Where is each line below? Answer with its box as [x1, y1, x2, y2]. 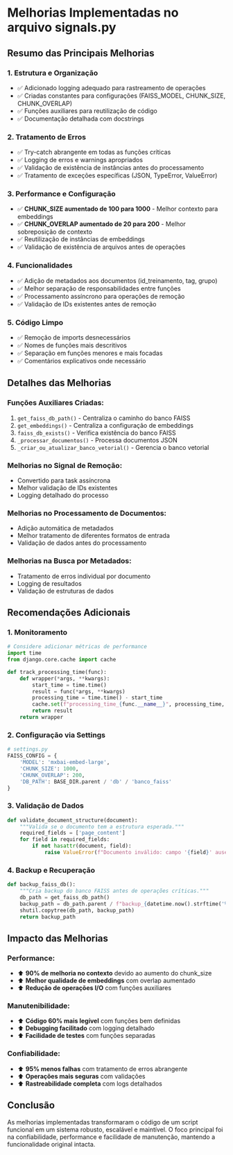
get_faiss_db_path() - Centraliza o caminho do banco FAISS [17, 414, 191, 422]
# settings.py [7, 746, 49, 753]
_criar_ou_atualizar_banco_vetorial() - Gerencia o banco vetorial [17, 443, 209, 451]
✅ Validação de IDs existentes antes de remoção [17, 299, 157, 308]
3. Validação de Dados [7, 801, 85, 810]
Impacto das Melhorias [7, 932, 109, 944]
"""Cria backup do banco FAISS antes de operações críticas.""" [19, 887, 209, 895]
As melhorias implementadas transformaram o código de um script [7, 1118, 198, 1126]
